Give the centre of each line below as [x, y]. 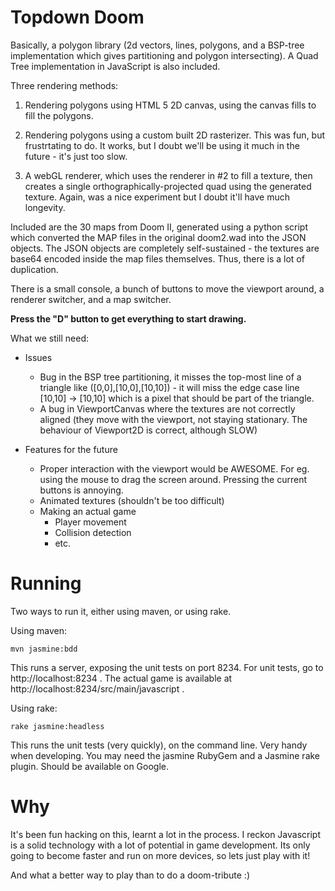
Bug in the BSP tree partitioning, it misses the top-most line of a [170, 377]
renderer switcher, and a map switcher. [91, 299]
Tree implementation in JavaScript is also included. [115, 66]
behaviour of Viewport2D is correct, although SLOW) [148, 430]
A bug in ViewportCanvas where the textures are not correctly [167, 408]
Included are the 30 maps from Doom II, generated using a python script [159, 227]
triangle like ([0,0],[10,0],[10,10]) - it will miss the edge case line [169, 387]
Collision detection [93, 532]
